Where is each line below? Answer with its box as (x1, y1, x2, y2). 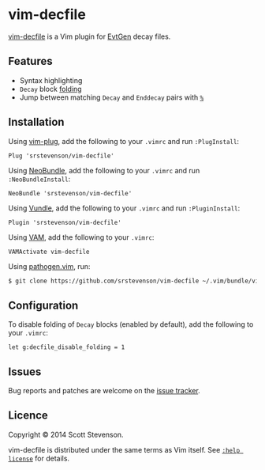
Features (8, 55, 53, 68)
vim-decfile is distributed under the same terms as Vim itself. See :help (8, 445, 241, 454)
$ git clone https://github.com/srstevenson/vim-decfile (8, 277, 200, 285)
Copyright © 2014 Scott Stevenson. (8, 430, 124, 439)
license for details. (8, 453, 69, 463)
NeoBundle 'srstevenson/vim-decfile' (8, 189, 132, 197)
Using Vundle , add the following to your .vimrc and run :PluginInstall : (8, 203, 241, 213)
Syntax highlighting (19, 75, 83, 85)
